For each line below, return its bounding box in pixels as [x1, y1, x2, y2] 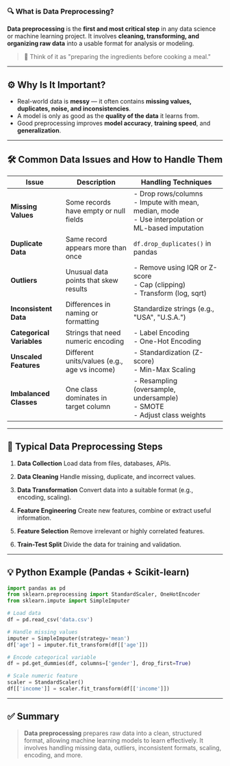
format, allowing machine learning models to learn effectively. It [23, 736, 204, 744]
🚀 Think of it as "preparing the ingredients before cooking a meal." [23, 53, 211, 61]
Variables [10, 336, 42, 346]
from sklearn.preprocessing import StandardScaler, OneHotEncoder [7, 591, 201, 598]
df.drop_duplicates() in [133, 238, 212, 248]
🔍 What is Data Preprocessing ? [7, 6, 114, 16]
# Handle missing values [7, 628, 78, 636]
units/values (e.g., [65, 356, 123, 366]
